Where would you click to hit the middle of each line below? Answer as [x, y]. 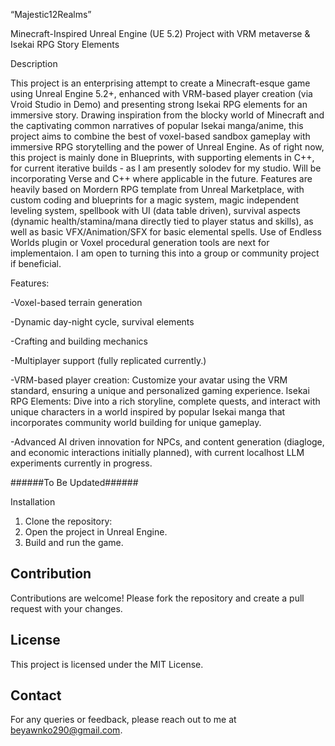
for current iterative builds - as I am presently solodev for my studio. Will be [166, 168]
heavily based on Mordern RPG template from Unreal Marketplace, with [157, 189]
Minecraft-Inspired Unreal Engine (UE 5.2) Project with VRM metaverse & [160, 33]
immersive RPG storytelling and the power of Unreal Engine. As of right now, [167, 147]
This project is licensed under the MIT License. [107, 664]
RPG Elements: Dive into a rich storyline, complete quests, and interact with [165, 401]
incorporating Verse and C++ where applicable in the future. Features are [161, 178]
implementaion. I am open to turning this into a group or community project [165, 253]
